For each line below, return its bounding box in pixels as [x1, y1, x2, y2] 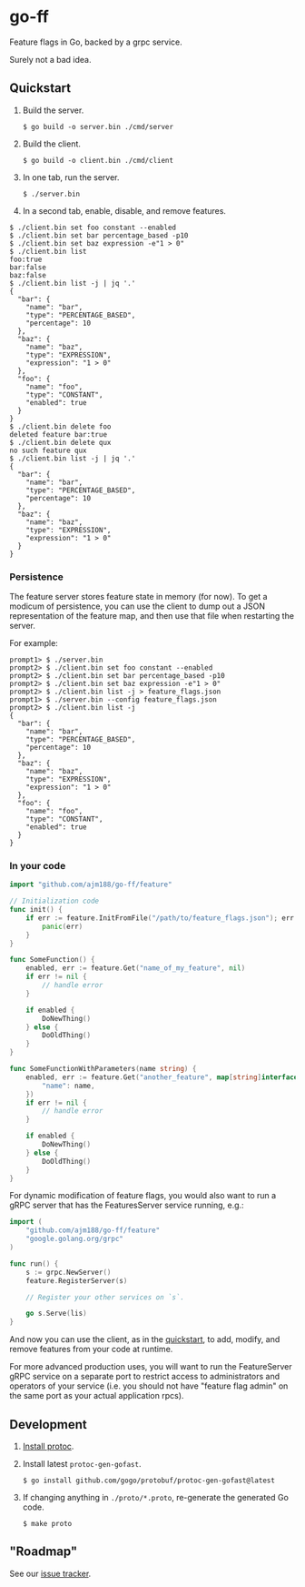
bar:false [9, 262, 47, 272]
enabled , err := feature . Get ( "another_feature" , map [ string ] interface [25, 1072, 299, 1082]
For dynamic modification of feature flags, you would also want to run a [9, 1190, 277, 1201]
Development [9, 1417, 88, 1432]
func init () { [9, 905, 64, 915]
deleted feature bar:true [9, 430, 107, 439]
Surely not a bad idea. [9, 54, 92, 65]
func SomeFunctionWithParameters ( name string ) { [9, 1065, 197, 1074]
